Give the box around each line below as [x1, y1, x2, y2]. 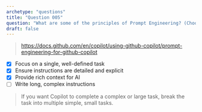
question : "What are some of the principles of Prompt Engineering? [6, 20, 182, 26]
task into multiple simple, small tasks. [20, 99, 114, 106]
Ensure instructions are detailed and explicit [14, 67, 124, 74]
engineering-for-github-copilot [20, 49, 98, 56]
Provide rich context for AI [14, 73, 81, 81]
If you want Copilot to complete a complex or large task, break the [20, 93, 185, 100]
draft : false [6, 25, 39, 32]
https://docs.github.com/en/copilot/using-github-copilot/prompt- [20, 42, 183, 49]
